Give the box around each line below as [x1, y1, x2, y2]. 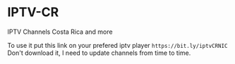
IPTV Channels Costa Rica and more [7, 27, 113, 36]
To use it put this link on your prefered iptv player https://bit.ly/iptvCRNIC [7, 41, 228, 49]
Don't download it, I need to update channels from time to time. [7, 49, 191, 57]
